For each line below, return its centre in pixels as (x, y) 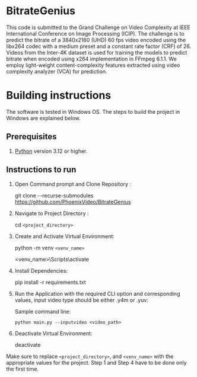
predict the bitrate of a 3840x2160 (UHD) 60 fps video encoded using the (96, 40)
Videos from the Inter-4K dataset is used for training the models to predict (97, 52)
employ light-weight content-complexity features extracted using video (93, 65)
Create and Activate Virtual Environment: (64, 236)
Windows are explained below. (44, 118)
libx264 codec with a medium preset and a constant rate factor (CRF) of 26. (99, 46)
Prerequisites (31, 137)
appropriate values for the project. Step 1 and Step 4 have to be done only (96, 362)
